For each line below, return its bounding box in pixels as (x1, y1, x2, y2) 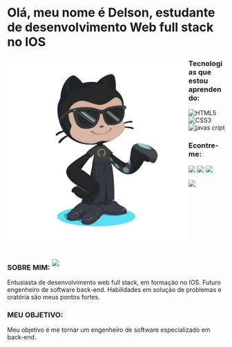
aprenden (188, 85, 222, 95)
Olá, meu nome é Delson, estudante (7, 5, 215, 21)
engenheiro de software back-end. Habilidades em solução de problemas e (7, 286, 222, 294)
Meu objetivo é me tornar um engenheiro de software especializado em (7, 326, 211, 334)
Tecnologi (188, 59, 223, 68)
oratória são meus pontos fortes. (7, 293, 100, 301)
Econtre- (188, 141, 219, 150)
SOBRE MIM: (7, 262, 50, 272)
